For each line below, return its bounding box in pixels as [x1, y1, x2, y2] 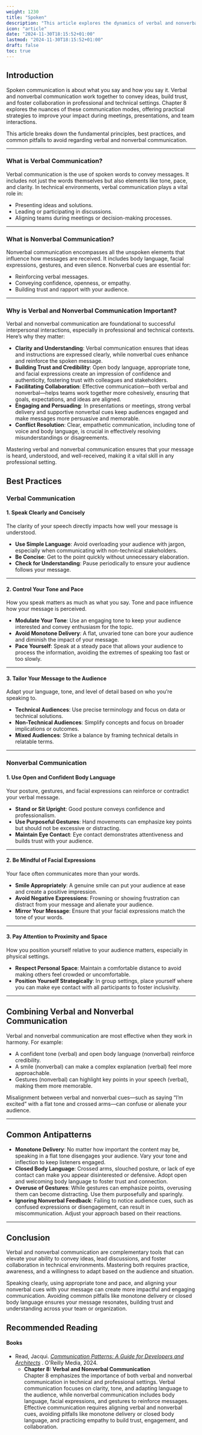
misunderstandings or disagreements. [14, 434, 109, 441]
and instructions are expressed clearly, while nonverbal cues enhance [14, 351, 189, 358]
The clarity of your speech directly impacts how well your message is [6, 522, 179, 530]
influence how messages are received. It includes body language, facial [6, 255, 184, 262]
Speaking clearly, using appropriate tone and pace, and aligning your [6, 1280, 177, 1287]
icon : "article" [6, 25, 47, 32]
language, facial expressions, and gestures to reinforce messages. [23, 1397, 189, 1404]
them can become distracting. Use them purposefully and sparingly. [14, 1190, 184, 1198]
